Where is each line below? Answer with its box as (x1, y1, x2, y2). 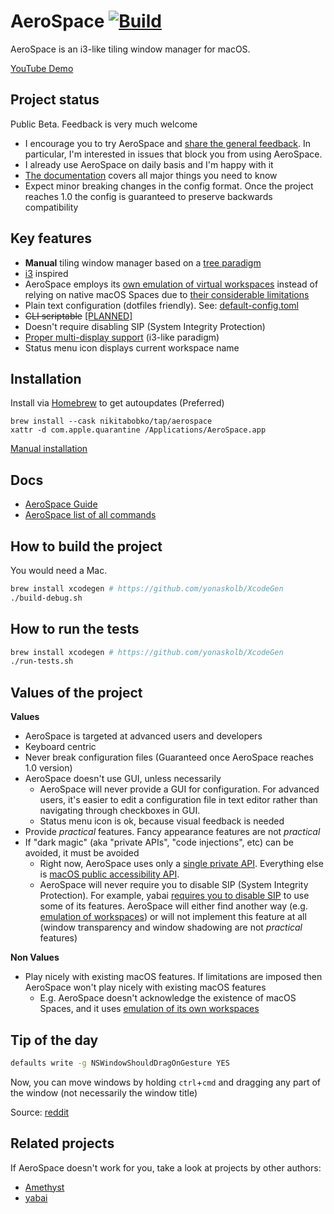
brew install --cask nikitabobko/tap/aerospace (10, 416, 213, 427)
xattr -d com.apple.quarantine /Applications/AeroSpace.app (10, 425, 267, 435)
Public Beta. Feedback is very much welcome (10, 118, 198, 130)
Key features (10, 230, 92, 247)
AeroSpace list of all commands (24, 509, 157, 521)
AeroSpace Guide (24, 498, 98, 510)
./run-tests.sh (10, 656, 74, 667)
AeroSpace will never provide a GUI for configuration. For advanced (39, 783, 320, 795)
